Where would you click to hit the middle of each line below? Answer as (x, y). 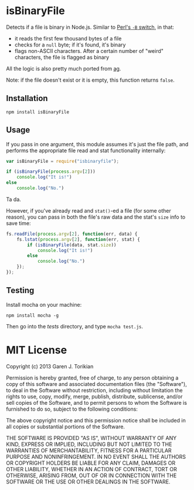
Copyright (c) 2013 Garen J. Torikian (50, 366)
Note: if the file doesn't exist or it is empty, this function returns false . (90, 80)
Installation (27, 98)
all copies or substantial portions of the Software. (65, 427)
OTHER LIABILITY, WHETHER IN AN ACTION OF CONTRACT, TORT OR (91, 469)
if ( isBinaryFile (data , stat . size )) (72, 245)
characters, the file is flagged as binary (62, 57)
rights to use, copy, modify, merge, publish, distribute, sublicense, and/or (94, 396)
